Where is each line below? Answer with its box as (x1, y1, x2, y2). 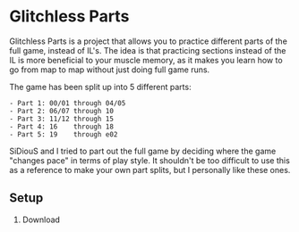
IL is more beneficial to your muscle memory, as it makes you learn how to (9, 54, 284, 65)
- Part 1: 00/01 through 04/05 (9, 98, 126, 108)
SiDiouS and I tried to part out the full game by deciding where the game (9, 145, 277, 156)
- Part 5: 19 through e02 (9, 129, 118, 139)
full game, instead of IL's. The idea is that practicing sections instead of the (9, 45, 286, 55)
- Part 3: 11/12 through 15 (9, 114, 115, 123)
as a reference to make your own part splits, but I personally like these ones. (9, 164, 291, 175)
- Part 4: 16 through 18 (9, 122, 115, 131)
